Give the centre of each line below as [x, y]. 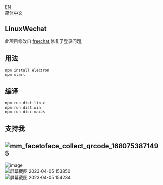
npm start [15, 74]
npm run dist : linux [25, 103]
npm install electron [27, 70]
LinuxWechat [26, 29]
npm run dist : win [23, 108]
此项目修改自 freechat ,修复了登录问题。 [45, 41]
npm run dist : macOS [25, 112]
